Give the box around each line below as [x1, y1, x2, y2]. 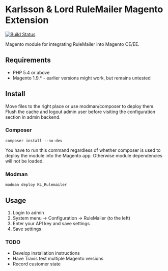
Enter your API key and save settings [12, 220, 90, 226]
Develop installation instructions [12, 250, 80, 256]
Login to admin [12, 209, 44, 215]
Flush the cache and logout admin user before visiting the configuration [5, 109, 156, 115]
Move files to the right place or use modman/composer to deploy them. [5, 103, 155, 109]
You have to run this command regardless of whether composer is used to [5, 147, 161, 153]
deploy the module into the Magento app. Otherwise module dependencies [5, 152, 163, 158]
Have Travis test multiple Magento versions [12, 256, 104, 262]
